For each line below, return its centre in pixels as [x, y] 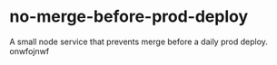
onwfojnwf [30, 51]
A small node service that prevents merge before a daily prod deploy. [138, 42]
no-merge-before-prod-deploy [129, 17]
